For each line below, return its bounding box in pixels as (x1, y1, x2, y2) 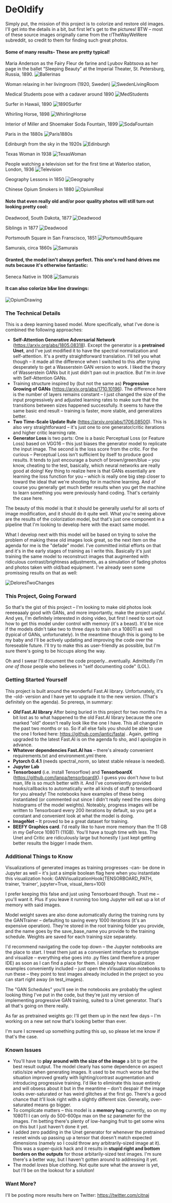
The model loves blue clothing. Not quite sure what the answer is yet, (12, 1162, 159, 1168)
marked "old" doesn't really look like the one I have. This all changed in (12, 720, 163, 726)
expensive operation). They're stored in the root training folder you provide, (5, 922, 165, 929)
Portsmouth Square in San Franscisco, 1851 (5, 235, 97, 241)
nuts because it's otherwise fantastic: (5, 262, 88, 268)
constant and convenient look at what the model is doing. (12, 813, 135, 819)
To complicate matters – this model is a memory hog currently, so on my (12, 1107, 167, 1114)
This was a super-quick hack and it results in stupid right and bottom (12, 1145, 160, 1152)
